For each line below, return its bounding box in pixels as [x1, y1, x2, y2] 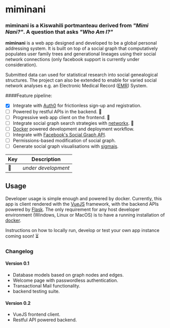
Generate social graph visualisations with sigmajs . [12, 143, 119, 149]
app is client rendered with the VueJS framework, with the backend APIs [5, 201, 159, 207]
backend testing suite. [12, 288, 60, 294]
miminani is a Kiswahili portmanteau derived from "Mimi [5, 22, 149, 29]
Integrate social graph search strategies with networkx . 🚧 [12, 120, 134, 126]
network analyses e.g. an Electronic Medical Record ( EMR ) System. [5, 83, 148, 89]
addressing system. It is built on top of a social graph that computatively [5, 45, 158, 52]
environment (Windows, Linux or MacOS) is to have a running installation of [5, 211, 165, 218]
